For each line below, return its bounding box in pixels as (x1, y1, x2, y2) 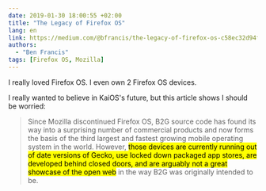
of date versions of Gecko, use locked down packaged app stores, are (27, 150, 257, 159)
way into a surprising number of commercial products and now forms (27, 124, 254, 135)
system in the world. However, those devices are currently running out (27, 142, 257, 151)
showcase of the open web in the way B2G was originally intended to (27, 167, 253, 177)
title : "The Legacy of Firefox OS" (8, 19, 126, 27)
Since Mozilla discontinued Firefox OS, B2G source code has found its (27, 117, 256, 126)
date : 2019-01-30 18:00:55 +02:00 (8, 11, 123, 20)
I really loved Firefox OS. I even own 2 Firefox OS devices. (8, 77, 197, 87)
